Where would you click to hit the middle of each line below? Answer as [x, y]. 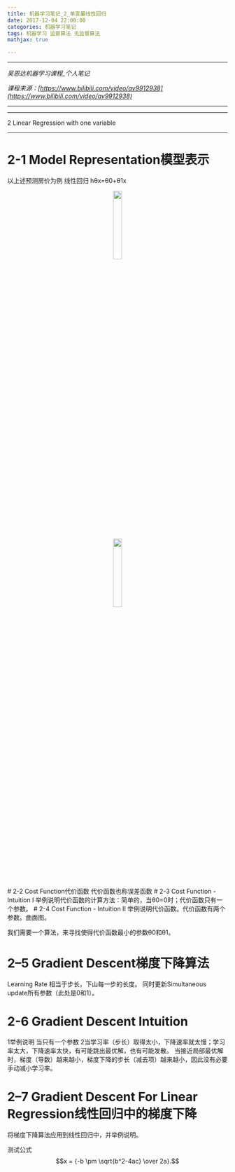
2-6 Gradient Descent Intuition [98, 1022]
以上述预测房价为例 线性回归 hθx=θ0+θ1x [67, 181]
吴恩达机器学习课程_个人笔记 [49, 74]
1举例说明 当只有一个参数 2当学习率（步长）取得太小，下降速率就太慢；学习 [116, 1042]
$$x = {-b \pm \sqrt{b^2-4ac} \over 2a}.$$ [117, 1161]
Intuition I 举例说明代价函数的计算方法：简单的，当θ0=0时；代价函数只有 [112, 900]
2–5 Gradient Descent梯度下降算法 [108, 963]
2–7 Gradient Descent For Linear [102, 1097]
